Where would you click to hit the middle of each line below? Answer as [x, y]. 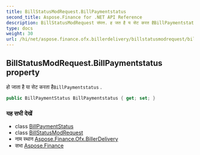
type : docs [20, 28]
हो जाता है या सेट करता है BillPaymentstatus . [54, 87]
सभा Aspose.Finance [39, 145]
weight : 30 [20, 34]
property [23, 73]
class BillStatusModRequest [49, 132]
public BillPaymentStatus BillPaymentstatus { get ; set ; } [81, 98]
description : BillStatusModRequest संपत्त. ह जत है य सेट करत [78, 23]
